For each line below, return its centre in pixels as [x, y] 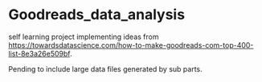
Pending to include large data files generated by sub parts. [105, 68]
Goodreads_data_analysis [97, 15]
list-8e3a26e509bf [39, 53]
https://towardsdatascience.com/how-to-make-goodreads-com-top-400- [131, 45]
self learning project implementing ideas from [84, 37]
